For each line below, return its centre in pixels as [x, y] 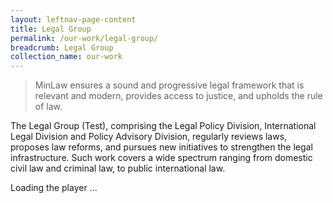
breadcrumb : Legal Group [62, 47]
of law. [48, 107]
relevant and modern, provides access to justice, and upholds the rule [178, 96]
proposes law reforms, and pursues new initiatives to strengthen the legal [161, 147]
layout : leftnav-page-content [73, 19]
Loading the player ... [54, 188]
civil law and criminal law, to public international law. [118, 168]
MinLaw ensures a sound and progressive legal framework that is [169, 85]
